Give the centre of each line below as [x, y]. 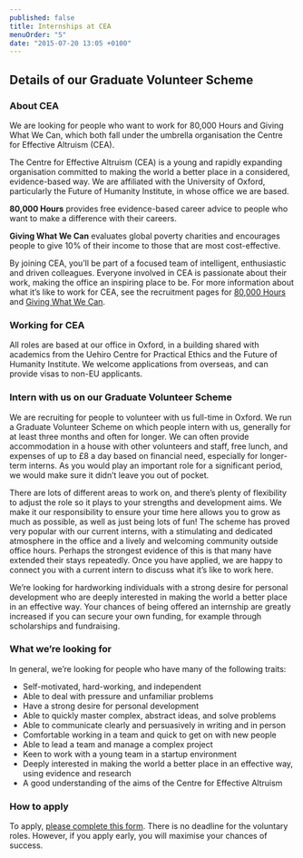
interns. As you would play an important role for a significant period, [156, 465]
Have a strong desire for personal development [111, 706]
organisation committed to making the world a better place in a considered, [150, 171]
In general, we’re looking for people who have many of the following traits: [148, 668]
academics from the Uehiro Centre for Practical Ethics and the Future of [144, 355]
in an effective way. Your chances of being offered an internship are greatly [151, 606]
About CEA [34, 105]
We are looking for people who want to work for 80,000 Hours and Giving [147, 125]
